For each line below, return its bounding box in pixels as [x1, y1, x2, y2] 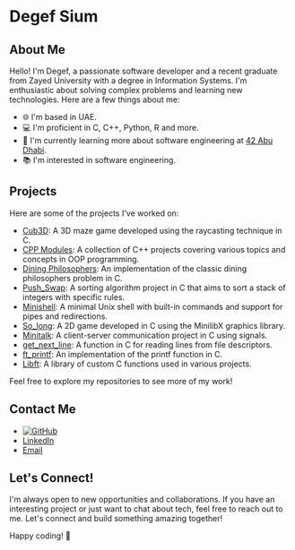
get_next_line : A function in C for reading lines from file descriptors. [22, 339, 273, 350]
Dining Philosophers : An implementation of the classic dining [22, 262, 247, 274]
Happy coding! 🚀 [9, 530, 72, 541]
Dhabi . [22, 145, 48, 155]
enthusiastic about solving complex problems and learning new [9, 85, 243, 95]
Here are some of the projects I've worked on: [9, 208, 179, 219]
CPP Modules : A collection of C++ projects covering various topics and [22, 244, 286, 254]
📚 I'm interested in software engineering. [22, 155, 177, 165]
